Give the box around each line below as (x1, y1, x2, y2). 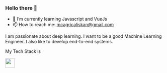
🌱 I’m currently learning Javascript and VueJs (12, 16, 107, 22)
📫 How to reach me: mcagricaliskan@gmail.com (12, 22, 114, 28)
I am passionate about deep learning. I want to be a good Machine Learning (5, 33, 162, 39)
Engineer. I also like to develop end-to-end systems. (5, 39, 113, 45)
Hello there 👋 (5, 5, 38, 12)
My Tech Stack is (5, 48, 41, 54)
